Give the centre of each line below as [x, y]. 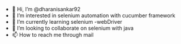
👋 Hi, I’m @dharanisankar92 [46, 9]
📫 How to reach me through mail [53, 35]
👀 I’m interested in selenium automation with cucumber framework [93, 15]
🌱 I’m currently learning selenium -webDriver [67, 22]
